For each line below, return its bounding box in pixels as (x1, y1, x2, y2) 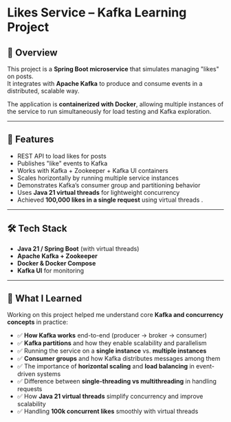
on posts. (7, 72, 34, 80)
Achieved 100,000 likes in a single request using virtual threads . (16, 196, 203, 204)
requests (16, 385, 43, 393)
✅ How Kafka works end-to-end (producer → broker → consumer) (16, 331, 208, 340)
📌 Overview (7, 47, 58, 58)
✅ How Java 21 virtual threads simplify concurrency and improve (16, 392, 203, 401)
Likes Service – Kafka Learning (7, 5, 187, 21)
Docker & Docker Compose (16, 259, 96, 267)
